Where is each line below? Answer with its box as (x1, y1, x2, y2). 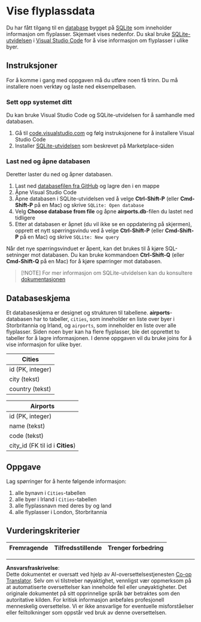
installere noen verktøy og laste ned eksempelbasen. (6, 83, 136, 90)
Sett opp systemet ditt (6, 98, 72, 106)
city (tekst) (9, 375, 40, 383)
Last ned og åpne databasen (6, 157, 91, 166)
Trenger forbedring (107, 543, 164, 552)
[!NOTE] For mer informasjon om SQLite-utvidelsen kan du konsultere (20, 269, 193, 277)
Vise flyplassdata (6, 4, 95, 18)
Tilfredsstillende (54, 543, 102, 552)
